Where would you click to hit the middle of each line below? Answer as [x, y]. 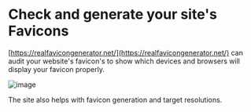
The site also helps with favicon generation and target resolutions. [115, 99]
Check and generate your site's [113, 14]
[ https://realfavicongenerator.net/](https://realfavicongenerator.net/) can [126, 52]
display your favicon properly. [56, 69]
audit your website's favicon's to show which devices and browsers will [124, 61]
